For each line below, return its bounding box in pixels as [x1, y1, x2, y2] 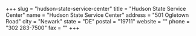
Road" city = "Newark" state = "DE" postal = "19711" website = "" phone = [5, 18, 190, 25]
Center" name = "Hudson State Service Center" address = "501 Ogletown [5, 11, 189, 19]
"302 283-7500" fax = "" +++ [5, 24, 80, 31]
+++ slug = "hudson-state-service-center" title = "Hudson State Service [5, 5, 186, 12]
